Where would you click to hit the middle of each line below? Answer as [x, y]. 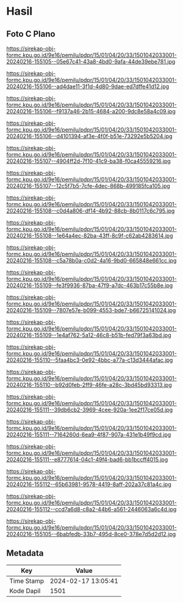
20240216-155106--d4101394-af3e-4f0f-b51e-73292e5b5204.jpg [89, 136]
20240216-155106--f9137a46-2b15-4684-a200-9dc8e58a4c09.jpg [91, 111]
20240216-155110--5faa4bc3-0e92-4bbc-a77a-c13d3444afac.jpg [90, 360]
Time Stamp [27, 581]
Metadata [25, 553]
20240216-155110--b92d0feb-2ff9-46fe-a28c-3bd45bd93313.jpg [89, 385]
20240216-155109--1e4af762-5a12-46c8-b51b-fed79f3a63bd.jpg [89, 335]
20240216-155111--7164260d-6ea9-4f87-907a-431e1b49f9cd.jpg [89, 435]
